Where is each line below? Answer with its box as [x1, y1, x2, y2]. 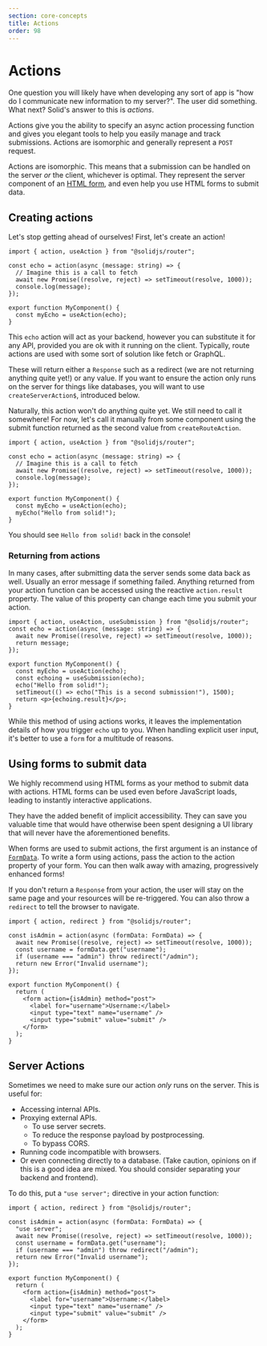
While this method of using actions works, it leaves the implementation [8, 716, 242, 726]
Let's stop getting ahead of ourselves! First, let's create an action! [8, 232, 226, 242]
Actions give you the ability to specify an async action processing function [8, 121, 255, 130]
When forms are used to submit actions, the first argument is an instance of [8, 843, 258, 853]
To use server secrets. [31, 1122, 107, 1131]
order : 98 [8, 27, 42, 35]
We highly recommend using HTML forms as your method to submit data [8, 778, 249, 788]
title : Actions [8, 19, 59, 27]
